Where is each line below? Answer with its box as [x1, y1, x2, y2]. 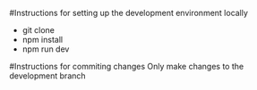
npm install [21, 35, 64, 45]
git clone [21, 25, 56, 35]
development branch [9, 70, 87, 81]
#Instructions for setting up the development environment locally [9, 8, 249, 18]
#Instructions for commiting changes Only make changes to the [9, 61, 244, 71]
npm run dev [21, 44, 70, 54]
